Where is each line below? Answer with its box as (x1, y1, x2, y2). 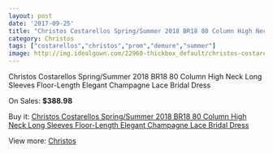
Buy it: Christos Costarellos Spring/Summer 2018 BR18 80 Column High (8, 112, 247, 121)
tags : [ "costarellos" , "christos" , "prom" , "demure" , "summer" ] (8, 42, 217, 50)
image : (8, 49, 31, 57)
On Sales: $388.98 (8, 96, 73, 105)
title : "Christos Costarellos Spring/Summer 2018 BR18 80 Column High (8, 27, 253, 35)
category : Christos (8, 34, 75, 43)
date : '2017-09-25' (8, 19, 75, 28)
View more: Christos (8, 136, 77, 146)
